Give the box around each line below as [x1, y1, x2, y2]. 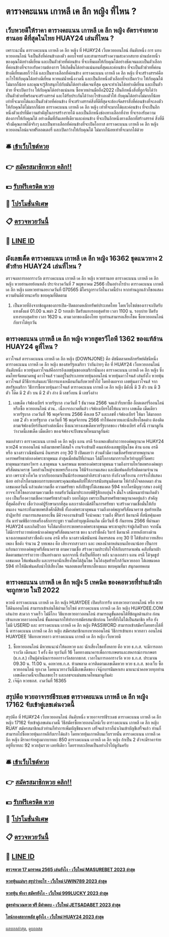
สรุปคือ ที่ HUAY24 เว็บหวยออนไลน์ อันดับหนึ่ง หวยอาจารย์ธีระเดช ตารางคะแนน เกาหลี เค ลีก [6, 713, 161, 720]
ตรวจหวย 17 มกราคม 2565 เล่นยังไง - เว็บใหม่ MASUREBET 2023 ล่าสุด [6, 866, 135, 872]
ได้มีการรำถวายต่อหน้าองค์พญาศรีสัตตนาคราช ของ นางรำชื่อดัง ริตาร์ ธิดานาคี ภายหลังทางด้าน [6, 529, 156, 535]
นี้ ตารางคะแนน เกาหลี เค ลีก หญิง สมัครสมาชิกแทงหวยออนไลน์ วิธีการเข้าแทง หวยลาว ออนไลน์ [6, 628, 162, 634]
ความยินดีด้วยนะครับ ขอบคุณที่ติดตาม [6, 292, 67, 298]
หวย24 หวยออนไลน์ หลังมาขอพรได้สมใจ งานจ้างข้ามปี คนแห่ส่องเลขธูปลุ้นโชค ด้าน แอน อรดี [6, 444, 158, 450]
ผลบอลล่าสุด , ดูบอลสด [6, 925, 43, 931]
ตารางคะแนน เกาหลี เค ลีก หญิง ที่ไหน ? [6, 6, 137, 17]
